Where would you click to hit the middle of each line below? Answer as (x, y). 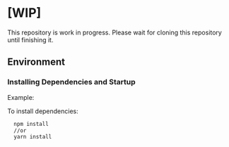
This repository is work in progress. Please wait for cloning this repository (115, 32)
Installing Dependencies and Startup (71, 82)
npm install (31, 124)
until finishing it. (30, 39)
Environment (36, 62)
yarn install (33, 137)
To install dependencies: (43, 111)
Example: (21, 97)
